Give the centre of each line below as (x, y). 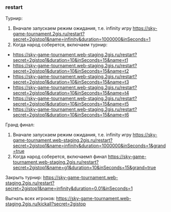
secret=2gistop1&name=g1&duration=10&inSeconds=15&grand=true (84, 168)
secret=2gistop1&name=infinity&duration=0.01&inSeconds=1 (69, 188)
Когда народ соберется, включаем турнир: (60, 45)
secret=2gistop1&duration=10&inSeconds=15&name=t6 (71, 115)
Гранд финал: (20, 125)
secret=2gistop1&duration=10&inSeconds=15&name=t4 (71, 93)
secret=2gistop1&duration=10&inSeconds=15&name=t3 (71, 82)
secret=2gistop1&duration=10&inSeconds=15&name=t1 (70, 60)
